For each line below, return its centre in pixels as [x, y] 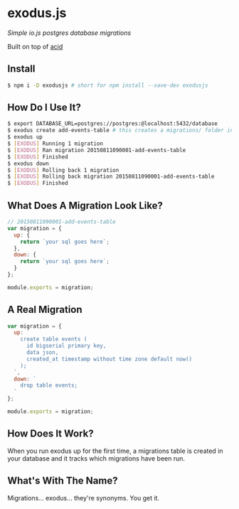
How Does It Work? [51, 434]
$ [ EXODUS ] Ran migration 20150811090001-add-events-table [97, 150]
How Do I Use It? [44, 108]
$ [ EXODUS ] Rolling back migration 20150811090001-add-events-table [111, 177]
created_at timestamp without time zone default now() [109, 359]
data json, [42, 353]
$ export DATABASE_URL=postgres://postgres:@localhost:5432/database [113, 124]
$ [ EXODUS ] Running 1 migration [55, 144]
